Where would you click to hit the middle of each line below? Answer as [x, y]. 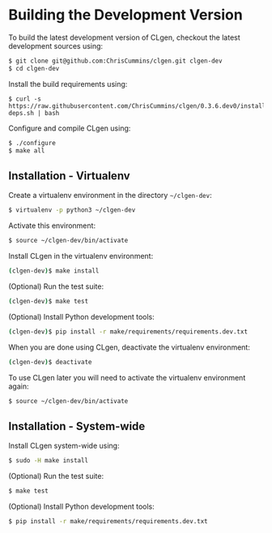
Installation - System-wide [77, 426]
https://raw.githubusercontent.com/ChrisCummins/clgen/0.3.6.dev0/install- [139, 106]
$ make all [27, 150]
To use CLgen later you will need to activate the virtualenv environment [127, 377]
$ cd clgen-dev [34, 68]
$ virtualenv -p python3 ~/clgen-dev [72, 210]
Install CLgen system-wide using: [64, 446]
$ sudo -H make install [49, 461]
